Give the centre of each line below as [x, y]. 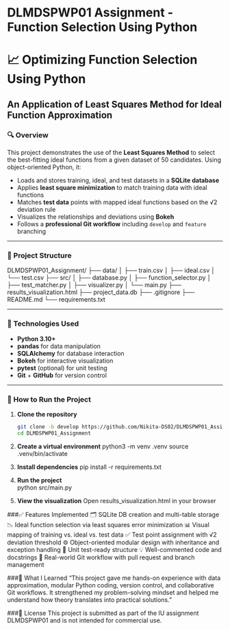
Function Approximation [60, 115]
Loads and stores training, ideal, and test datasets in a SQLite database [118, 180]
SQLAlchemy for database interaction [71, 353]
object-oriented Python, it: [44, 167]
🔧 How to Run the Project [49, 399]
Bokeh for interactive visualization [65, 361]
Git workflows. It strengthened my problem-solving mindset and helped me [113, 592]
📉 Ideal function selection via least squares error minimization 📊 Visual [108, 524]
